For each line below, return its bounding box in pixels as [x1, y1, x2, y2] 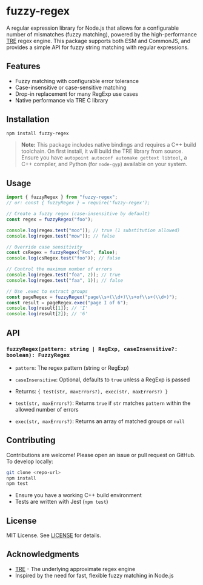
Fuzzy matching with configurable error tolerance [15, 77, 139, 84]
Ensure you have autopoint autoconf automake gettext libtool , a [21, 154, 187, 161]
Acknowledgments [6, 549, 80, 560]
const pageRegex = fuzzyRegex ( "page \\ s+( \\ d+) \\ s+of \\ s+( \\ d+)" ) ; [6, 294, 178, 300]
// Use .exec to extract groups [6, 288, 88, 295]
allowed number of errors [15, 406, 79, 413]
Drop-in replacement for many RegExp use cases [15, 90, 138, 98]
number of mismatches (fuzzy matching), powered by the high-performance [6, 30, 197, 38]
